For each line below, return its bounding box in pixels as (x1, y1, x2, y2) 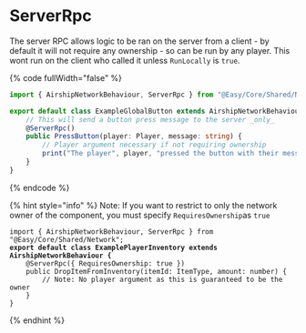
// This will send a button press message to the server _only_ (25, 115, 275, 124)
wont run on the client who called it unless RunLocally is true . (9, 55, 240, 66)
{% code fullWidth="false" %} (9, 72, 123, 83)
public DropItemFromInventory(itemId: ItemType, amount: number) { (25, 267, 287, 276)
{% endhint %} (9, 315, 66, 326)
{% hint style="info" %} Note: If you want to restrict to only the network (9, 199, 278, 210)
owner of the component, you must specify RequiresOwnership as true (9, 209, 270, 220)
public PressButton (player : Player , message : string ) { (25, 132, 243, 141)
